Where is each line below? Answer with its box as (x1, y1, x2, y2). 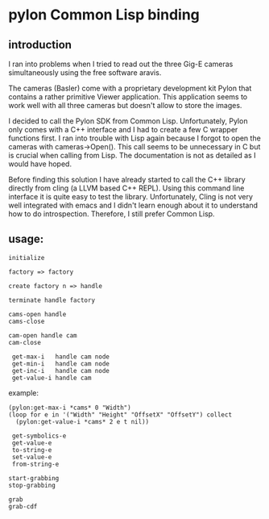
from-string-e (11, 460, 60, 468)
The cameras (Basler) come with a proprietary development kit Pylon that (8, 83, 252, 93)
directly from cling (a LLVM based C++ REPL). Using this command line (8, 183, 245, 193)
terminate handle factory (8, 296, 95, 304)
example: (8, 387, 39, 397)
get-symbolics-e (11, 432, 67, 440)
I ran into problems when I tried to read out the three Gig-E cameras (8, 59, 234, 69)
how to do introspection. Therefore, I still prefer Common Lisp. (8, 209, 215, 219)
